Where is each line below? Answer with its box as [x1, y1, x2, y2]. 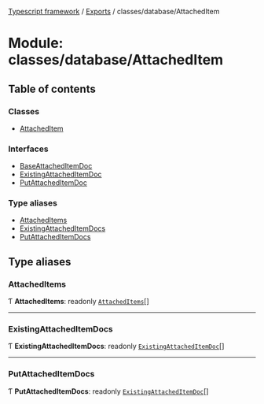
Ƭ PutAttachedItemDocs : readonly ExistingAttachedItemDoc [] [8, 386, 209, 396]
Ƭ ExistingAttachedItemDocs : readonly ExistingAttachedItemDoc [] [8, 342, 225, 351]
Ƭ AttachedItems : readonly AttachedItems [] [8, 297, 149, 306]
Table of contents [8, 82, 96, 95]
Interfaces [8, 143, 49, 154]
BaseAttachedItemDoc [19, 161, 93, 171]
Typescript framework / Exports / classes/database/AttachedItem [8, 7, 220, 16]
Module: [8, 35, 64, 52]
